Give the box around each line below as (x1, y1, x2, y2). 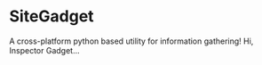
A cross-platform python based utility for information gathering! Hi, (9, 36, 254, 46)
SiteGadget (9, 6, 95, 27)
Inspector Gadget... (9, 45, 80, 55)
